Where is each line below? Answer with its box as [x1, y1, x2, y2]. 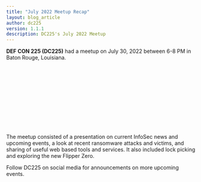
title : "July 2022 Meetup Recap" [6, 8, 90, 15]
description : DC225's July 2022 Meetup [6, 31, 106, 37]
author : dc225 [6, 20, 42, 26]
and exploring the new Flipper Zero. [6, 153, 95, 160]
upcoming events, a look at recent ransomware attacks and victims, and [6, 139, 184, 147]
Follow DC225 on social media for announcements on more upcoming [6, 164, 179, 171]
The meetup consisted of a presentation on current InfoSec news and [6, 133, 178, 141]
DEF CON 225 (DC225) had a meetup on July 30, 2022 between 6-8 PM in [6, 47, 191, 55]
